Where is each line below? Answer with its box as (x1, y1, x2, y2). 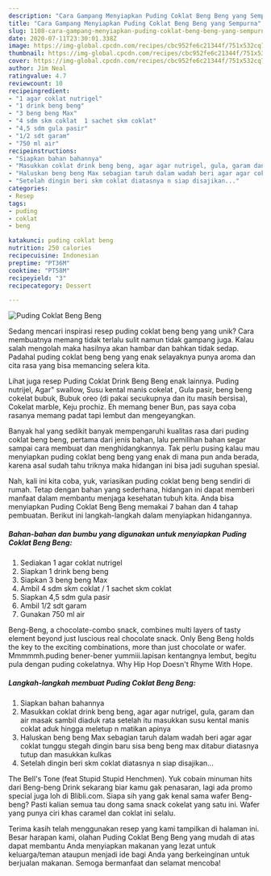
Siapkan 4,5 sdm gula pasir (19, 593, 110, 602)
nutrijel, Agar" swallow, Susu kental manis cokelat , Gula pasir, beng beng (8, 385, 252, 395)
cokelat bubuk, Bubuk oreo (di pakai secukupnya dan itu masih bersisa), (8, 393, 248, 404)
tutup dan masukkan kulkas (19, 750, 112, 760)
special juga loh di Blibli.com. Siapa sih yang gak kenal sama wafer (8, 791, 230, 801)
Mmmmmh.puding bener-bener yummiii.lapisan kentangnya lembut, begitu (8, 651, 256, 660)
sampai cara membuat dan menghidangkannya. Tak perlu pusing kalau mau (8, 443, 260, 453)
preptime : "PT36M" (8, 259, 70, 267)
